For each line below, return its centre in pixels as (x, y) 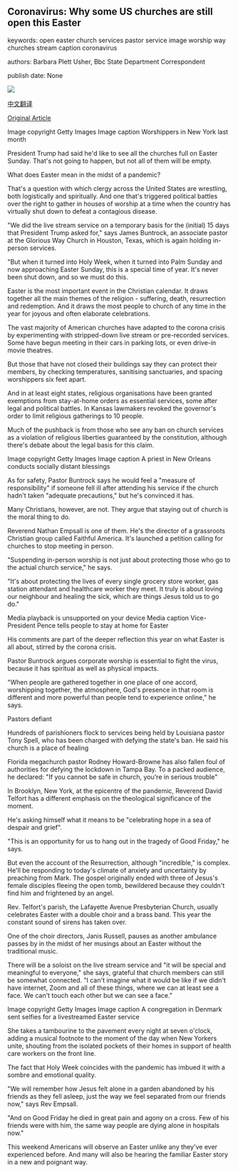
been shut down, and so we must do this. (68, 277)
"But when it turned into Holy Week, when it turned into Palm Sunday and (115, 262)
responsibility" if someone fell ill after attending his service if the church (113, 487)
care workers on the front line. (52, 1053)
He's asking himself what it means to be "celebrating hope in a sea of (109, 820)
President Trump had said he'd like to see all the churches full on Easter (113, 153)
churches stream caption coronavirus (62, 48)
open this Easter (45, 23)
